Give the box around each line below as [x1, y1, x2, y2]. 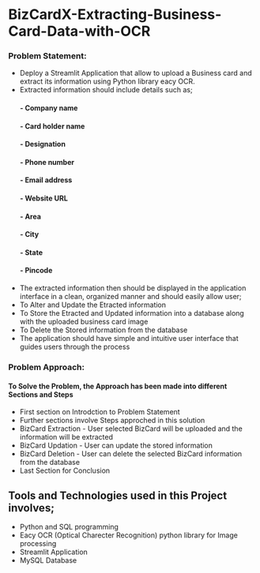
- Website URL [19, 193, 69, 203]
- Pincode [19, 266, 53, 275]
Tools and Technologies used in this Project [8, 489, 228, 502]
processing [19, 538, 57, 548]
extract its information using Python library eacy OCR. [19, 77, 195, 86]
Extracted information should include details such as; [19, 85, 193, 95]
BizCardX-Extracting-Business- [8, 6, 222, 24]
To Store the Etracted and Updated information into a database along [19, 309, 245, 318]
